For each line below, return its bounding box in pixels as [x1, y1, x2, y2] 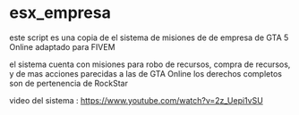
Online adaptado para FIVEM [9, 41, 115, 52]
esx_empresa [9, 3, 112, 23]
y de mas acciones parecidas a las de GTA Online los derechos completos [9, 68, 282, 78]
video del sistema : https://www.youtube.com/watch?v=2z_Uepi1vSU [9, 94, 264, 105]
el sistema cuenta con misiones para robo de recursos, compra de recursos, [9, 59, 291, 70]
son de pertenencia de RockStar [9, 78, 128, 88]
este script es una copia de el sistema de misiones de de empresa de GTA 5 [9, 32, 289, 43]
